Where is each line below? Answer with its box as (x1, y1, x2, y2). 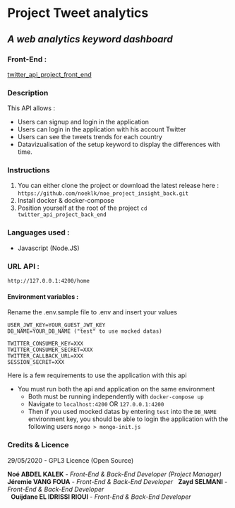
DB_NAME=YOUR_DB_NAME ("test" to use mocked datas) (7, 328, 162, 335)
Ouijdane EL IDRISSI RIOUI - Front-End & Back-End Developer (10, 492, 192, 501)
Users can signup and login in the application (17, 118, 150, 126)
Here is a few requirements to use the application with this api (7, 371, 187, 379)
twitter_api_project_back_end (17, 211, 107, 218)
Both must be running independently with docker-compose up (28, 392, 204, 401)
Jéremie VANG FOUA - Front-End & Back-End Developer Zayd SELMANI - (7, 477, 228, 485)
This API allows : (7, 104, 55, 112)
